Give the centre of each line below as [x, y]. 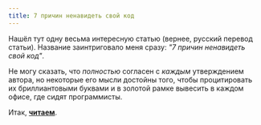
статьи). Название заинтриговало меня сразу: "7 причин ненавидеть [127, 47]
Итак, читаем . [33, 112]
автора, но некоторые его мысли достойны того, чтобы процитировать [130, 79]
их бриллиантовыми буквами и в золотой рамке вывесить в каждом [126, 88]
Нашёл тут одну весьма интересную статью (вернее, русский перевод [130, 38]
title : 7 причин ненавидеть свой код [71, 16]
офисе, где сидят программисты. [65, 96]
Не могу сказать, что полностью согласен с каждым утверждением [126, 71]
